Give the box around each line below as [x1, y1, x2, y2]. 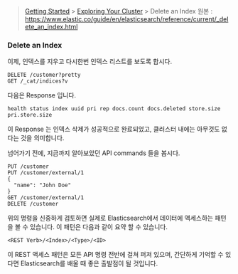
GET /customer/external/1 [7, 194, 84, 201]
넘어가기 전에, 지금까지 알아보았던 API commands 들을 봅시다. [7, 149, 180, 157]
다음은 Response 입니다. [7, 91, 77, 100]
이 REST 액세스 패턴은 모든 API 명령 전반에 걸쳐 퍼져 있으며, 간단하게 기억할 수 [7, 251, 224, 259]
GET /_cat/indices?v [7, 78, 69, 85]
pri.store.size [7, 112, 53, 119]
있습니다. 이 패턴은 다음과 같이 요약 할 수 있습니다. [29, 223, 168, 231]
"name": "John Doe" [13, 181, 72, 189]
